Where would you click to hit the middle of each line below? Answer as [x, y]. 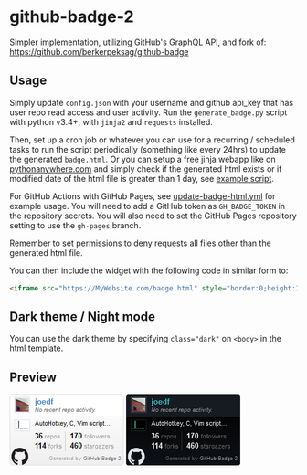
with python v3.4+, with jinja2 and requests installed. [111, 121]
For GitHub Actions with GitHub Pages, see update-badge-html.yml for [143, 196]
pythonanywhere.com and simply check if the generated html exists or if [146, 169]
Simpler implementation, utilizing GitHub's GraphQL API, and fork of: [138, 42]
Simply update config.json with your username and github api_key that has [152, 102]
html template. [37, 348]
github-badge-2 [72, 17]
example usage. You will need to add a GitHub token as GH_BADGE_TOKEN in [148, 206]
